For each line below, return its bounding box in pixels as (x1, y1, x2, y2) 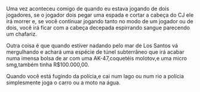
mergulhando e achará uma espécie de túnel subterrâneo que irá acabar (6, 48, 184, 56)
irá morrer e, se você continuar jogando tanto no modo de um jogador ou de (6, 18, 194, 24)
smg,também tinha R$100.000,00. (6, 61, 90, 68)
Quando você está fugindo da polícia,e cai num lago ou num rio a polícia (6, 73, 184, 79)
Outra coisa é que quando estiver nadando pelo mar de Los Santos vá (6, 42, 178, 49)
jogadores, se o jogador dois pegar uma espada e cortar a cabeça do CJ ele (6, 11, 194, 19)
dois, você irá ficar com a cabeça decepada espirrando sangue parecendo (6, 24, 190, 31)
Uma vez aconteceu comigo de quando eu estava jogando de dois (6, 5, 170, 12)
